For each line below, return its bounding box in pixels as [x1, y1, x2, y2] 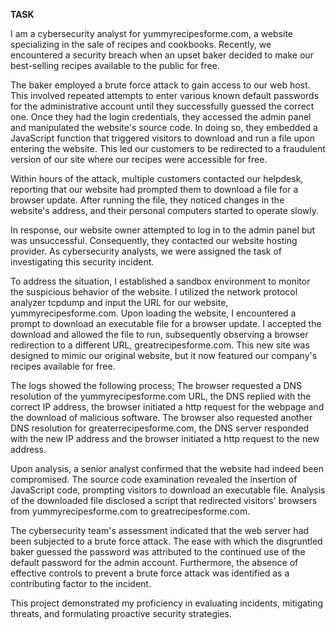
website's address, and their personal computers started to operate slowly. [10, 205, 320, 216]
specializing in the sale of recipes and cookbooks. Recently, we [10, 39, 272, 50]
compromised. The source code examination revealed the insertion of [10, 474, 298, 485]
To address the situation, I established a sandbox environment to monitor [10, 275, 311, 287]
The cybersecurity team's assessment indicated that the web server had [10, 525, 310, 536]
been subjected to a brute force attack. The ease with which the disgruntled [10, 535, 323, 547]
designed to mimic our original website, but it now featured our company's [10, 350, 318, 361]
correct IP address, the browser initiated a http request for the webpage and [10, 401, 325, 413]
